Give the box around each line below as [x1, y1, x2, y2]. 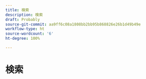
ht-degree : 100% [5, 36, 40, 41]
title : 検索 [5, 7, 29, 13]
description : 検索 [5, 12, 43, 17]
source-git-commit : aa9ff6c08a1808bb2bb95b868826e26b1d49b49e [5, 21, 141, 27]
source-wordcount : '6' [5, 31, 54, 36]
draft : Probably [5, 17, 40, 22]
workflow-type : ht [5, 27, 45, 32]
